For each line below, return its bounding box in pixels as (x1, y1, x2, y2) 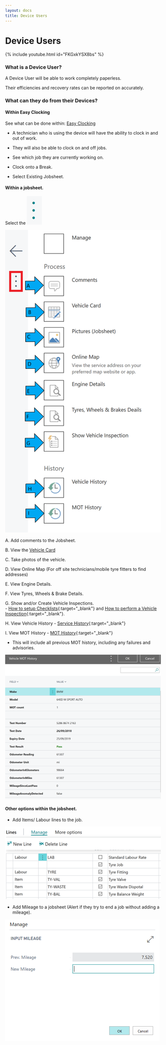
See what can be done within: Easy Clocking (5, 120, 96, 126)
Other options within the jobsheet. (5, 806, 77, 812)
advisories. (12, 645, 35, 650)
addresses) (5, 571, 28, 577)
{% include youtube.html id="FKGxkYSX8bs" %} (5, 51, 104, 57)
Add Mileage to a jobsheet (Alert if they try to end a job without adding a (12, 904, 160, 910)
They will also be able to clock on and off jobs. (12, 145, 107, 150)
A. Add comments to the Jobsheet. (5, 537, 76, 543)
